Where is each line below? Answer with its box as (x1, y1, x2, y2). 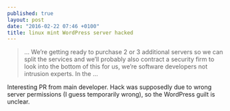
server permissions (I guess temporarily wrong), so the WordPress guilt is (7, 90, 216, 99)
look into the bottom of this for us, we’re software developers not (23, 62, 208, 71)
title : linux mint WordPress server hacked (7, 29, 134, 36)
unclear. (7, 97, 30, 106)
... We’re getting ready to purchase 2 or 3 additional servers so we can (23, 48, 223, 56)
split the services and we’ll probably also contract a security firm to (23, 56, 215, 64)
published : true (7, 10, 54, 17)
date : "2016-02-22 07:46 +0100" (7, 23, 100, 29)
